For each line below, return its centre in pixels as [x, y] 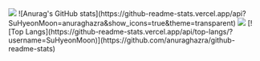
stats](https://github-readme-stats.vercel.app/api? [163, 14]
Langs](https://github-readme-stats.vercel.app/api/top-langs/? [129, 32]
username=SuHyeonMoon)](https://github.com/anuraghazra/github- [122, 40]
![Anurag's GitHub [48, 14]
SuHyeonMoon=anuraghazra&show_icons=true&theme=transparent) [122, 23]
